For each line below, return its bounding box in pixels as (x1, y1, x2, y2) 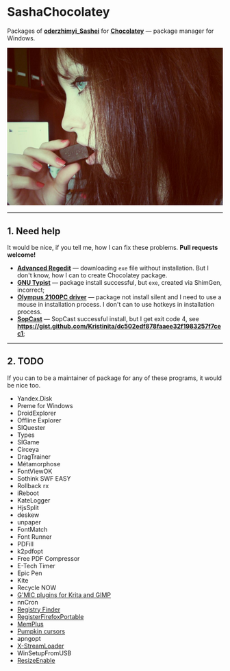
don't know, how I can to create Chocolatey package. (16, 271, 168, 279)
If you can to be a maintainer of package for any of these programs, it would (7, 374, 222, 382)
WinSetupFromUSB (16, 648, 72, 657)
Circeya (16, 445, 39, 453)
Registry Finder (16, 605, 60, 613)
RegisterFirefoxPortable (16, 612, 84, 620)
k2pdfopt (16, 547, 43, 555)
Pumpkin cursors (16, 627, 66, 635)
